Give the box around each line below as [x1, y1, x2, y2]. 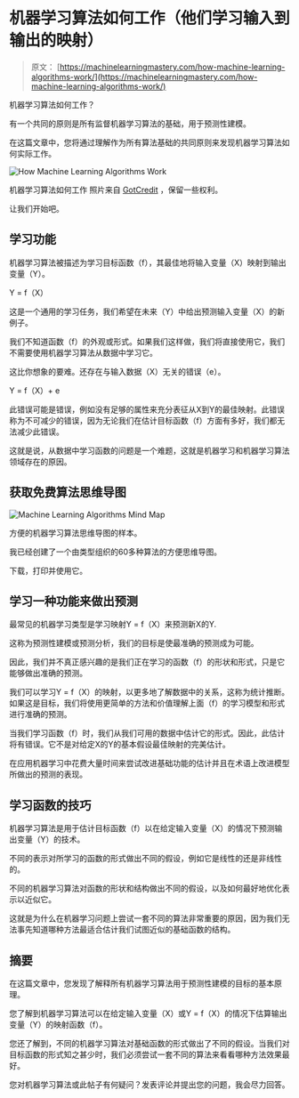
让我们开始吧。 [9, 203, 64, 214]
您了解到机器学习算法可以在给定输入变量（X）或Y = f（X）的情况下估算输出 [9, 1008, 287, 1019]
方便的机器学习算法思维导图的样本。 [9, 527, 142, 538]
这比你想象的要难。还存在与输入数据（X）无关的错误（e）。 [9, 366, 226, 376]
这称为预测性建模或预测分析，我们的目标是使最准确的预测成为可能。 [9, 638, 259, 649]
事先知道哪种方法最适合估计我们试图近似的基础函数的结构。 [16, 924, 236, 935]
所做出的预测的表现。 [9, 769, 87, 779]
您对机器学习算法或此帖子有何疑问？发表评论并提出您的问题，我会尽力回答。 [9, 1079, 290, 1090]
